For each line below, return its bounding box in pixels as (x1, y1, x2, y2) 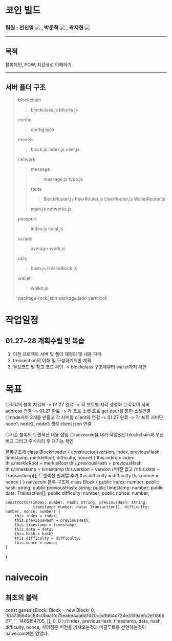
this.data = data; (14, 527, 54, 532)
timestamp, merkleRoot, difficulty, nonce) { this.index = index (5, 455, 134, 461)
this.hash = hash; (14, 532, 54, 537)
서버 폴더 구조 (5, 83, 46, 92)
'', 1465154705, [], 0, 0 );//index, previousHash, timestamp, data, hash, (14, 618, 162, 624)
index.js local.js (30, 226, 63, 232)
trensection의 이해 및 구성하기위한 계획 (12, 358, 92, 364)
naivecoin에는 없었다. (5, 630, 49, 637)
